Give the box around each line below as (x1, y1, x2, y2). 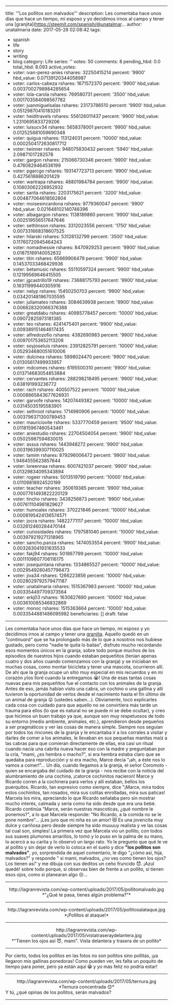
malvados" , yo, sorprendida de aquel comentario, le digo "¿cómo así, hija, (5, 850, 163, 856)
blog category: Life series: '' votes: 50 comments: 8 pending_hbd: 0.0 (12, 59, 161, 64)
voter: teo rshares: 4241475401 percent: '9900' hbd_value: (12, 321, 137, 327)
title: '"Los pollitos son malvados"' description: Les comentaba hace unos (5, 10, 162, 16)
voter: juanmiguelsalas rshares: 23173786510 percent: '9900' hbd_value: (12, 102, 167, 108)
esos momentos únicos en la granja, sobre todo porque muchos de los (5, 647, 155, 654)
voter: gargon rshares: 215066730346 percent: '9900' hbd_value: (12, 157, 152, 163)
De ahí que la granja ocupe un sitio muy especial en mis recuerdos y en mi (5, 669, 163, 675)
